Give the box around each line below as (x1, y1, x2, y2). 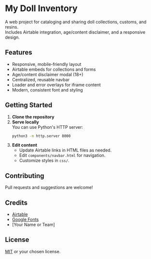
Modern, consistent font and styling (12, 87, 83, 92)
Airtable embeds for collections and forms (12, 66, 96, 72)
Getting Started (5, 101, 53, 109)
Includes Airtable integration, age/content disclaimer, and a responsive (5, 29, 146, 35)
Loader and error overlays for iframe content (12, 82, 101, 88)
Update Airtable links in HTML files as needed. (19, 147, 112, 153)
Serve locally (12, 119, 40, 125)
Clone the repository (12, 114, 55, 120)
